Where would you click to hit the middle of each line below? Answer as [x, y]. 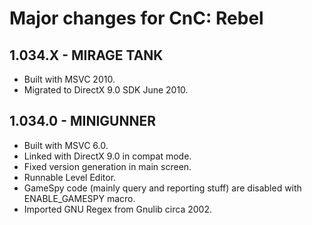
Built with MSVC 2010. [69, 79]
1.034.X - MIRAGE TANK [86, 55]
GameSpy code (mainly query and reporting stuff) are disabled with [162, 188]
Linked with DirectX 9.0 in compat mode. [107, 156]
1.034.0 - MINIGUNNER [83, 121]
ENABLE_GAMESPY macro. [79, 198]
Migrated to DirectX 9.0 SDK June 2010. [106, 90]
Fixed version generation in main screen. [107, 166]
